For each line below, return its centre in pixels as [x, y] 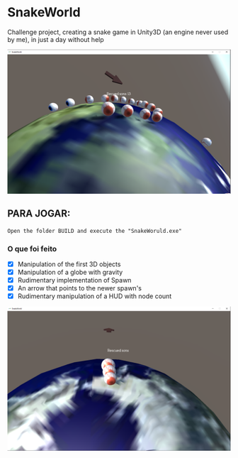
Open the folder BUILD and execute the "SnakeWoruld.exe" [95, 231]
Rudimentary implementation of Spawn [74, 280]
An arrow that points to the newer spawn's [79, 288]
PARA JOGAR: [39, 214]
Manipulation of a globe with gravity [70, 272]
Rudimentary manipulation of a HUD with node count [95, 296]
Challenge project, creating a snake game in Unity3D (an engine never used [118, 32]
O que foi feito [32, 249]
